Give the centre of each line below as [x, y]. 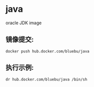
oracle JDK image [24, 23]
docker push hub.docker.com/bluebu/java [48, 51]
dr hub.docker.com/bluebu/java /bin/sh [47, 79]
